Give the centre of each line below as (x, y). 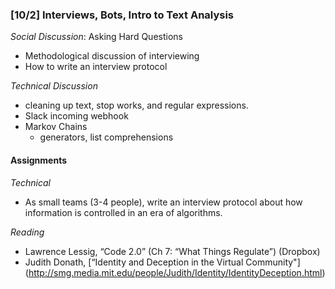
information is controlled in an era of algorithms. (123, 212)
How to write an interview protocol (96, 67)
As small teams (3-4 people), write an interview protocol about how (163, 202)
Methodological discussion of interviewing (112, 56)
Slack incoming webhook (76, 116)
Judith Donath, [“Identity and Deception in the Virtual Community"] (162, 262)
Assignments (39, 160)
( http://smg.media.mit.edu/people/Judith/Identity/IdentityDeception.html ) (175, 272)
